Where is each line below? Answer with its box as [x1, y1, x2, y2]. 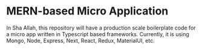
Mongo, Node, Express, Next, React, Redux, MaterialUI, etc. [6, 37, 155, 44]
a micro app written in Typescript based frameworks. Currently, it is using [6, 30, 189, 37]
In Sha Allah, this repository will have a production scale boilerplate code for [6, 24, 196, 31]
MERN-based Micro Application [6, 4, 169, 18]
